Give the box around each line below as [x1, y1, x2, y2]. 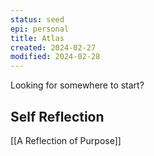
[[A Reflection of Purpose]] [10, 134, 122, 146]
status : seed [10, 14, 65, 25]
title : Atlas [10, 33, 65, 43]
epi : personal [10, 24, 70, 34]
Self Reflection [10, 108, 105, 125]
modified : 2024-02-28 [10, 52, 101, 62]
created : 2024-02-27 [10, 42, 97, 53]
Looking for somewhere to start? [10, 79, 145, 91]
